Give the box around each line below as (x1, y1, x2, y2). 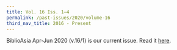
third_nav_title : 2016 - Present (6, 20, 92, 26)
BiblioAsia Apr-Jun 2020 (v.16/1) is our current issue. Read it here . (6, 37, 172, 45)
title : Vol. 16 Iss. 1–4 (6, 9, 70, 15)
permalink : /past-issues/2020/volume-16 (6, 15, 111, 21)
